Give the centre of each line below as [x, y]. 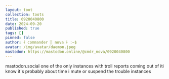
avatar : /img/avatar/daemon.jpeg [40, 47]
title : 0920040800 [25, 19]
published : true [22, 28]
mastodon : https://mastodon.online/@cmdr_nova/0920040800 [68, 51]
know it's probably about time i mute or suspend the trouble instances [78, 71]
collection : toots [25, 14]
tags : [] [14, 33]
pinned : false [20, 38]
